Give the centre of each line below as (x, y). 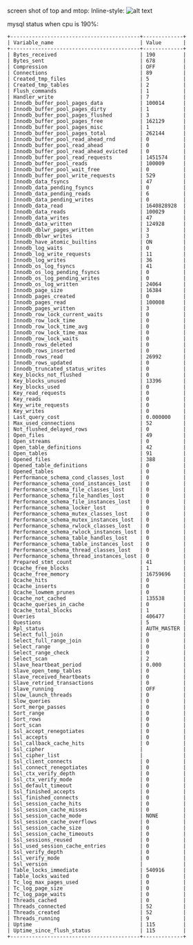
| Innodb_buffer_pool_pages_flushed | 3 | (97, 115)
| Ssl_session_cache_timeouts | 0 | (97, 834)
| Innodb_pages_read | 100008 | (97, 302)
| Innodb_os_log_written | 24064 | (97, 284)
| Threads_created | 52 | (97, 913)
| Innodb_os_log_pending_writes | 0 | (97, 278)
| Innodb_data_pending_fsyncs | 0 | (97, 188)
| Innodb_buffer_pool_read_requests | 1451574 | (97, 157)
